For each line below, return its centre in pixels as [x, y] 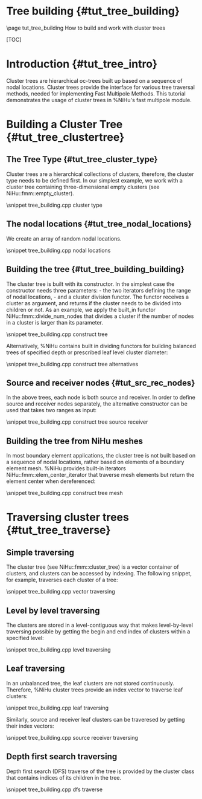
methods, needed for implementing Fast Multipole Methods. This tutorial [96, 93]
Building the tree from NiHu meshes [75, 441]
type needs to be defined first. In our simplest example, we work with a [94, 180]
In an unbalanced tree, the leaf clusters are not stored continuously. [90, 683]
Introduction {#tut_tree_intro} [82, 64]
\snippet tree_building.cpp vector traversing [61, 592]
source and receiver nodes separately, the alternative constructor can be [97, 404]
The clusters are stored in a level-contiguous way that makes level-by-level [99, 625]
